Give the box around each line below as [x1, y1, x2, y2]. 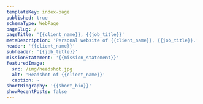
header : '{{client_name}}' [6, 43, 75, 50]
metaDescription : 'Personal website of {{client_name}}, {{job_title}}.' [6, 37, 199, 43]
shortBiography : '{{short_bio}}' [6, 83, 92, 89]
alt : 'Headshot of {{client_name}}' [12, 72, 105, 78]
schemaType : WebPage [6, 20, 59, 26]
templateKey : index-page [6, 9, 70, 15]
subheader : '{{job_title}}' [6, 49, 79, 55]
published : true [6, 15, 48, 21]
